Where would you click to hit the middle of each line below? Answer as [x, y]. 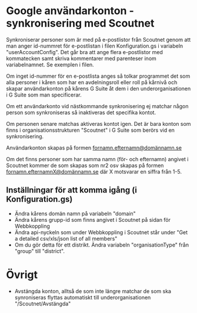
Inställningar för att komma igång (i [71, 190]
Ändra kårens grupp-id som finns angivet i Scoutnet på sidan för [93, 219]
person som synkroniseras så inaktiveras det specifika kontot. [81, 112]
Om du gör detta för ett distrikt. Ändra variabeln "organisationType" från [102, 245]
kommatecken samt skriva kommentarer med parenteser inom [81, 58]
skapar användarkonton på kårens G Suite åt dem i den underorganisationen [98, 88]
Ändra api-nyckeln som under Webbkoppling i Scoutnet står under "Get [101, 232]
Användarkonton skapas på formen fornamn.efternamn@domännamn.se [94, 148]
